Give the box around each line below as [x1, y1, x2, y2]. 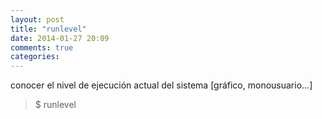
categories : [10, 52, 60, 62]
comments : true [10, 42, 74, 53]
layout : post [10, 14, 65, 25]
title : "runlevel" [10, 24, 87, 34]
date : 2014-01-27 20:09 [10, 33, 110, 43]
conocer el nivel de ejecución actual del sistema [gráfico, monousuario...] [10, 79, 313, 91]
